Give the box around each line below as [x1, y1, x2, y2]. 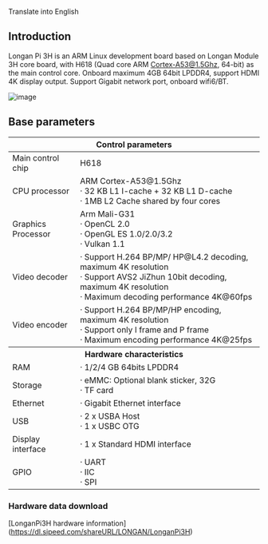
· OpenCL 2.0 [79, 218, 130, 229]
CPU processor [12, 185, 70, 197]
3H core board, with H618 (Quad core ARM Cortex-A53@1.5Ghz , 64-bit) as [8, 59, 254, 69]
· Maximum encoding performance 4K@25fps [79, 334, 253, 345]
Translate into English [8, 7, 79, 16]
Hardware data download [8, 500, 108, 511]
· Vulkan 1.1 [79, 238, 125, 249]
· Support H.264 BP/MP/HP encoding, [79, 304, 222, 315]
